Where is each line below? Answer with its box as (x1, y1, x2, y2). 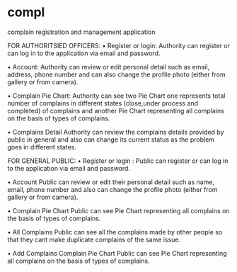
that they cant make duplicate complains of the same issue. (7, 235, 181, 244)
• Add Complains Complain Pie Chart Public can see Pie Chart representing (7, 249, 228, 257)
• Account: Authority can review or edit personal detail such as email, (7, 62, 210, 71)
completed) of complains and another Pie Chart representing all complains (7, 106, 224, 115)
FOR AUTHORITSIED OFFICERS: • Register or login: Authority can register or (7, 41, 230, 50)
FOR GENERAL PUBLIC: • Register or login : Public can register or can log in (7, 157, 229, 165)
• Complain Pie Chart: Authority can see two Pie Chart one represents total (7, 91, 226, 100)
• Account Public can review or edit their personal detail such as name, (7, 178, 214, 186)
